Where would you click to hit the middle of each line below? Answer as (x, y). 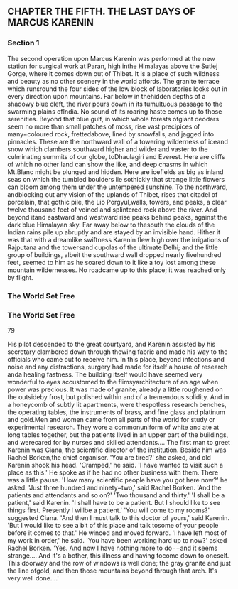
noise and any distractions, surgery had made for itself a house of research (118, 367)
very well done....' (33, 578)
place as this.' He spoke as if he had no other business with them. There (113, 472)
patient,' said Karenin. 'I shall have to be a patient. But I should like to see (114, 502)
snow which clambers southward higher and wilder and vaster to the (108, 149)
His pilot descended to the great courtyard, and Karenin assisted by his (112, 344)
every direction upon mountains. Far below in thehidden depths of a (107, 96)
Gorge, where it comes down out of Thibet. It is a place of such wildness (114, 73)
